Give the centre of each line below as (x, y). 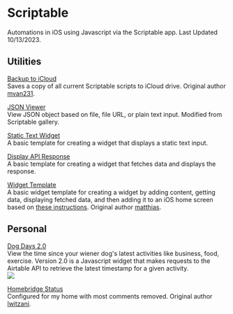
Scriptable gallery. (33, 122)
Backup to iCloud (32, 78)
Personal (27, 229)
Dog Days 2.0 (27, 245)
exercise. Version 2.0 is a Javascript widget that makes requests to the (109, 261)
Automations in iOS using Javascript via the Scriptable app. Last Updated (113, 32)
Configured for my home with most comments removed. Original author (110, 296)
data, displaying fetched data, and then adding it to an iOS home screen (111, 199)
